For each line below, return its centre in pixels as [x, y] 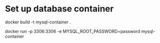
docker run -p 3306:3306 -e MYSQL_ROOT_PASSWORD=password [73, 31]
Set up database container [59, 9]
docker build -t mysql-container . [38, 22]
